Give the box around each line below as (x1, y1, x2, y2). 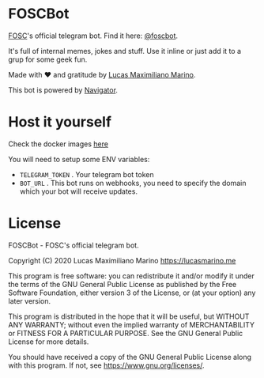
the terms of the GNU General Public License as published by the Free (8, 279, 237, 289)
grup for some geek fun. (8, 55, 88, 64)
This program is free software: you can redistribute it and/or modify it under (8, 270, 255, 281)
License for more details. (8, 337, 89, 346)
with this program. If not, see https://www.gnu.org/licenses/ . (8, 361, 205, 370)
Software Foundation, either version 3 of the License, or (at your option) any (8, 288, 256, 297)
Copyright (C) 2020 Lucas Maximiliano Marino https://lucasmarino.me (8, 255, 236, 265)
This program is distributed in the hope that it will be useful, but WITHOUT (8, 312, 250, 321)
